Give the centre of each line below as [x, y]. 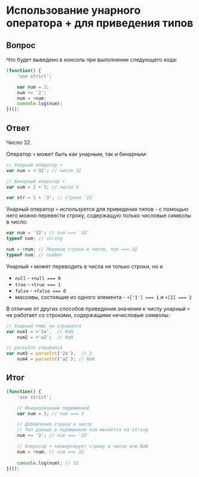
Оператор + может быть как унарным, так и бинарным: [77, 154]
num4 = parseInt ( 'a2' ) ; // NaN [56, 359]
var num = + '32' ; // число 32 [44, 170]
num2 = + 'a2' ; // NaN [45, 337]
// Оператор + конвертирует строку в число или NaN [82, 446]
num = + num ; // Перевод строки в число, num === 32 [72, 249]
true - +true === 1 [38, 284]
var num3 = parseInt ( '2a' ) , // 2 [49, 354]
